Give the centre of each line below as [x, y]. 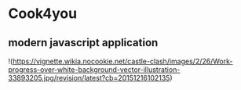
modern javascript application [83, 43]
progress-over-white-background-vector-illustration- [94, 70]
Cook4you [42, 14]
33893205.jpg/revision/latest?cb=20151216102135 [89, 78]
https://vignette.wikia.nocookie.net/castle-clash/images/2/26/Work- [123, 61]
